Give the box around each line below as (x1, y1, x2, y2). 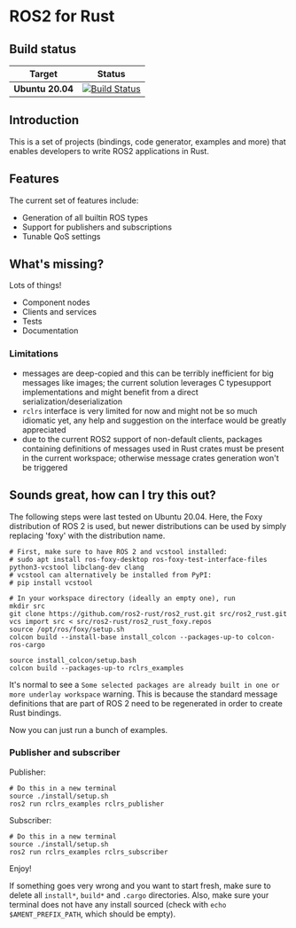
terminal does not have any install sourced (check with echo (9, 899, 227, 909)
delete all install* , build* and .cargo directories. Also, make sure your (9, 889, 269, 901)
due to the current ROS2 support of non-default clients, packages (21, 433, 263, 444)
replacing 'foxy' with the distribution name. (9, 530, 166, 541)
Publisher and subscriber (9, 746, 121, 759)
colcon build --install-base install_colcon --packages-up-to (9, 632, 244, 642)
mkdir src (9, 601, 46, 611)
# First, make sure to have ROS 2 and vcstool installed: (9, 547, 228, 556)
